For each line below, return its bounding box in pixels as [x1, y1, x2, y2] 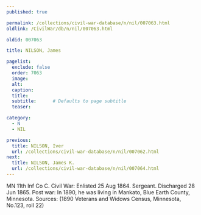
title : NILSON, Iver [12, 143, 64, 149]
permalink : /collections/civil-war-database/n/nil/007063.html [6, 19, 171, 26]
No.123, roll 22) [6, 202, 44, 209]
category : [6, 115, 32, 121]
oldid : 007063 [6, 37, 43, 43]
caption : [12, 86, 34, 93]
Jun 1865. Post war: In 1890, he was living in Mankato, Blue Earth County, [6, 188, 190, 196]
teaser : [12, 104, 32, 110]
